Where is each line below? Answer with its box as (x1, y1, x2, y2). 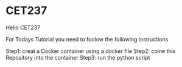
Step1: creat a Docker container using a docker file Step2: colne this (5, 47, 176, 55)
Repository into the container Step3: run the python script (5, 54, 150, 61)
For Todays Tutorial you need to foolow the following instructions (5, 35, 169, 43)
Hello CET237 (5, 24, 41, 31)
